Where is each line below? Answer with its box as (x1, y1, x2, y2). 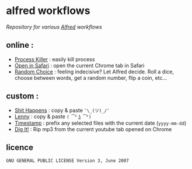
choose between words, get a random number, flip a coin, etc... (14, 74, 167, 81)
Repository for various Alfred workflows (6, 23, 102, 30)
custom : (6, 91, 39, 101)
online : (6, 40, 34, 50)
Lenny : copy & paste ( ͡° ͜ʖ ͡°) (14, 112, 92, 120)
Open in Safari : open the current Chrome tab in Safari (14, 62, 145, 69)
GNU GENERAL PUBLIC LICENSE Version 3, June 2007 (6, 158, 130, 164)
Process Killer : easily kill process (14, 55, 95, 62)
